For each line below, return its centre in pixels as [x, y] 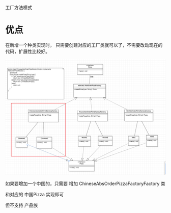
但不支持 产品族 [22, 205]
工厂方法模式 [19, 7]
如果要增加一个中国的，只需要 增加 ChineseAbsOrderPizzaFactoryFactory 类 [85, 183]
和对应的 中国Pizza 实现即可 [35, 194]
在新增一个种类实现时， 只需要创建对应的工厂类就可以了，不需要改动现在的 [84, 45]
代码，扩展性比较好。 [27, 51]
